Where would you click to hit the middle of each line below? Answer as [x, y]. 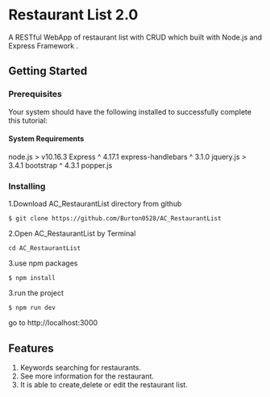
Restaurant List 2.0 [73, 15]
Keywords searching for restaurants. [81, 367]
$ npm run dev [32, 308]
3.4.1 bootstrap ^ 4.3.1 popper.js [60, 165]
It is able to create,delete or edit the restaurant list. [104, 384]
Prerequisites [35, 94]
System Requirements [46, 139]
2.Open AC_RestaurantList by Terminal [72, 234]
